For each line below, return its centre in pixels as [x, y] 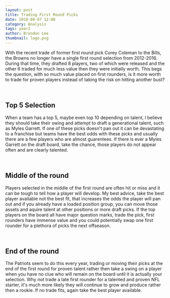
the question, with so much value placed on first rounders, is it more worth [83, 74]
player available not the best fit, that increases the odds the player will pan [83, 199]
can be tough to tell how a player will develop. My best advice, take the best [84, 193]
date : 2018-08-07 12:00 [30, 19]
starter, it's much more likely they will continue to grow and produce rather [83, 285]
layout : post [19, 10]
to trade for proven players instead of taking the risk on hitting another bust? [85, 80]
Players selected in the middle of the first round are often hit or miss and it [83, 188]
